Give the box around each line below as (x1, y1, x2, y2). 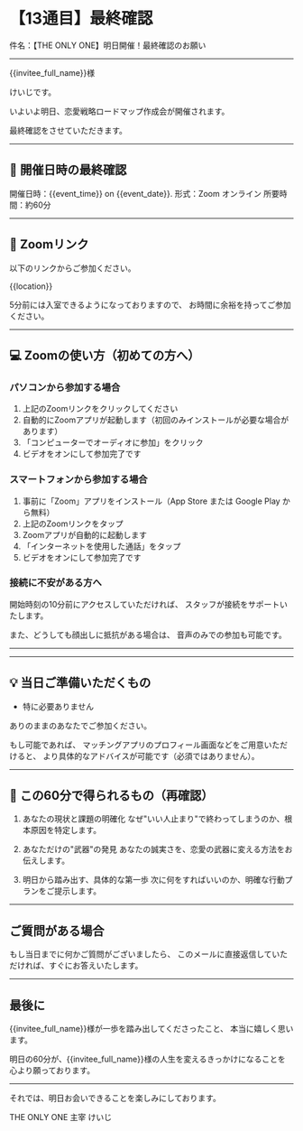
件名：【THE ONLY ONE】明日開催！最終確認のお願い (9, 40, 207, 51)
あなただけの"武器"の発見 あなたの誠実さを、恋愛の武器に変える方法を (22, 844, 286, 855)
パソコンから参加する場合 (9, 381, 121, 394)
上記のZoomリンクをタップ (22, 518, 124, 529)
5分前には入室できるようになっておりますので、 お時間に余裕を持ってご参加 (9, 299, 291, 310)
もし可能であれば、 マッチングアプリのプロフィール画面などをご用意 (9, 739, 264, 750)
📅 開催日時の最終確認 (9, 162, 127, 178)
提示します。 (53, 885, 102, 896)
